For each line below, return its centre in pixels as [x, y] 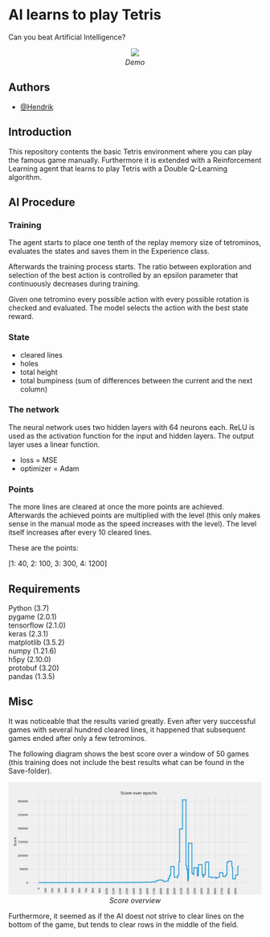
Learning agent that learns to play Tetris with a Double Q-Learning [118, 168]
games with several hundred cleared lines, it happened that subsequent [127, 730]
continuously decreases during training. [74, 284]
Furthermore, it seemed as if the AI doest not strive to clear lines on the [126, 916]
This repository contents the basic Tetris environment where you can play [130, 151]
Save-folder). [30, 771]
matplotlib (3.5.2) [37, 642]
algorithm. [25, 177]
